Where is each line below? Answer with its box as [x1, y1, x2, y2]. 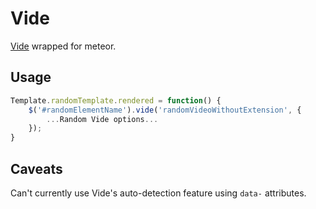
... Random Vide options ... [46, 114, 159, 124]
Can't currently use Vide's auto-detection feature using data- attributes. [10, 187, 307, 199]
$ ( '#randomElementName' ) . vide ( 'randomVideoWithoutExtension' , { [28, 105, 302, 115]
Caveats [10, 160, 63, 177]
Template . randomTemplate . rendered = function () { [10, 95, 222, 106]
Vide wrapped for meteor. [10, 40, 117, 52]
